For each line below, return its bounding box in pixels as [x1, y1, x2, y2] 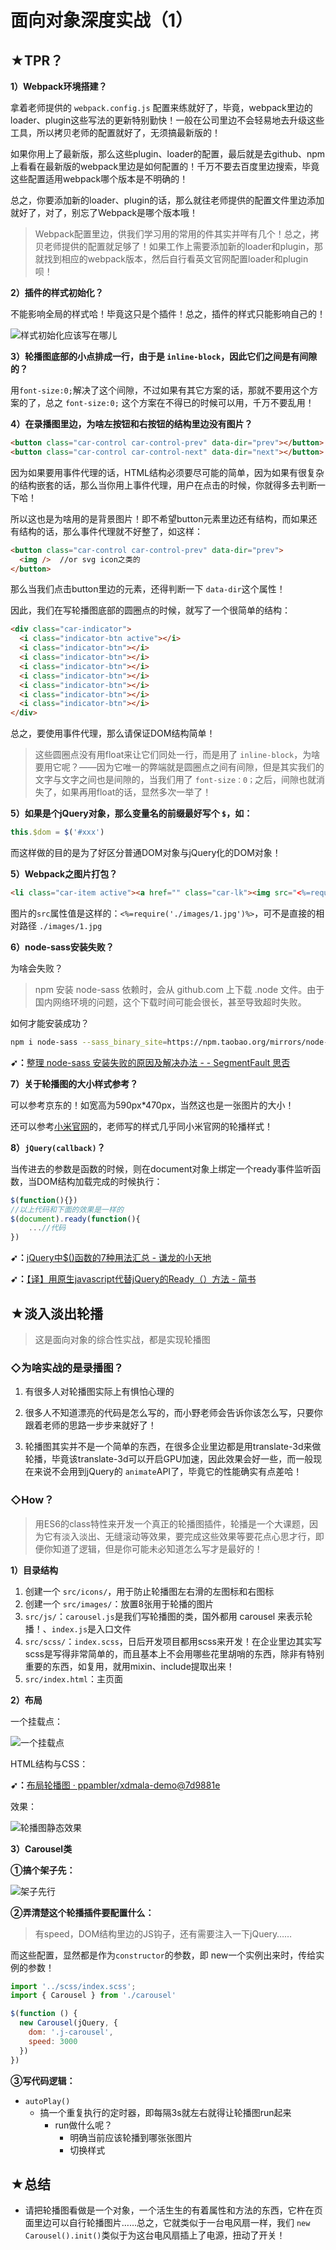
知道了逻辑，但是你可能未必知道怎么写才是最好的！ [52, 1542, 263, 1555]
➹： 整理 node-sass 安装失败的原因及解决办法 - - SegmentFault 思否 [10, 1056, 291, 1068]
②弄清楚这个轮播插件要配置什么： [10, 1906, 155, 1918]
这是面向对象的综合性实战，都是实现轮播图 [34, 1333, 211, 1345]
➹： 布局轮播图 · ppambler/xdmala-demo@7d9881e [10, 1779, 221, 1791]
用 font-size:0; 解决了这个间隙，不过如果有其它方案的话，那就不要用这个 [10, 384, 310, 396]
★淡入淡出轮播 [10, 1305, 103, 1322]
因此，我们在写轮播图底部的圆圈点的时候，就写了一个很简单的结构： [10, 604, 291, 616]
